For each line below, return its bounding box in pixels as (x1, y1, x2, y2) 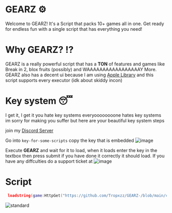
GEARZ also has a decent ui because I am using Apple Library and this (5, 72, 154, 78)
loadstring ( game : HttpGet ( (7, 193, 63, 198)
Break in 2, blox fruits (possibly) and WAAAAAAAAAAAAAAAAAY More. (5, 66, 157, 72)
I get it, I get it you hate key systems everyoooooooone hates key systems (5, 112, 161, 118)
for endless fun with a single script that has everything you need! (5, 26, 142, 32)
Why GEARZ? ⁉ (5, 44, 74, 56)
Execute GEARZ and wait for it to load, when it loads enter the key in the (5, 147, 158, 153)
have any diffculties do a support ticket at (5, 158, 93, 164)
